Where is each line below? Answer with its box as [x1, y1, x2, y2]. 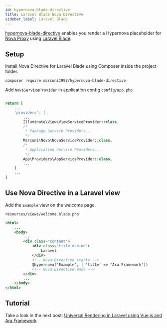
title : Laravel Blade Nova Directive [5, 12, 84, 17]
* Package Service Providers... [25, 129, 93, 134]
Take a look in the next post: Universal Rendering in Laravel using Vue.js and [5, 312, 163, 318]
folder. [5, 68, 18, 75]
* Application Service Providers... [25, 147, 101, 152]
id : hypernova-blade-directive [5, 7, 70, 12]
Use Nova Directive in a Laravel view [5, 189, 121, 197]
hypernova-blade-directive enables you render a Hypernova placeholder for [5, 30, 162, 36]
